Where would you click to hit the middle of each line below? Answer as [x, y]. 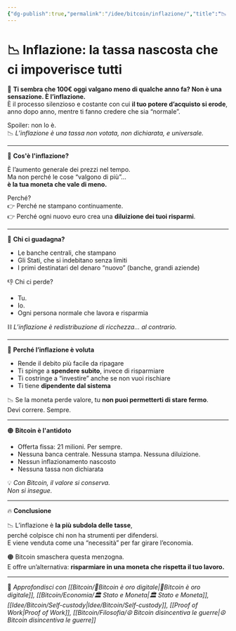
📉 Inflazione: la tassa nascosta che [113, 49]
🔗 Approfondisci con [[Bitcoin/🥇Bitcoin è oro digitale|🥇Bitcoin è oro [104, 587]
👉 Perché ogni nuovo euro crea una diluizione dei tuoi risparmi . [101, 216]
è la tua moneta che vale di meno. [57, 184]
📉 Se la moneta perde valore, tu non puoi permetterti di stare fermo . [108, 399]
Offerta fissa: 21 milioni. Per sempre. [70, 446]
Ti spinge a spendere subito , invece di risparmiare [91, 371]
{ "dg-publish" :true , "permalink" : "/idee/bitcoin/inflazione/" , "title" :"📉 [117, 14]
